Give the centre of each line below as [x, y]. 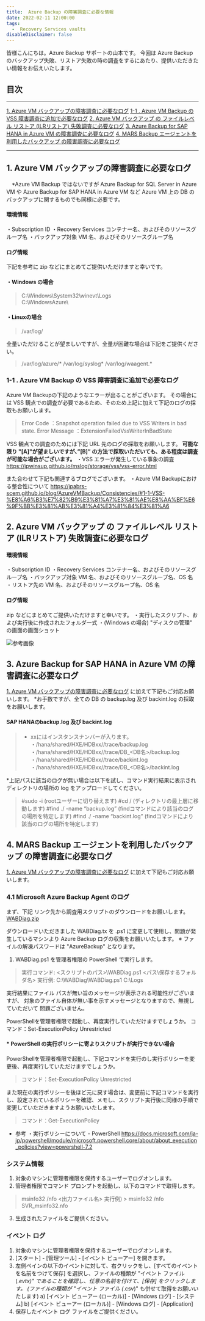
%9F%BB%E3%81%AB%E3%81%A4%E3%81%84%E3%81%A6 [88, 506]
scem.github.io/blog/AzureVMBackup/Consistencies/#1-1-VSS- [86, 493]
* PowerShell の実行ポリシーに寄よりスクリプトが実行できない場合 [91, 1044]
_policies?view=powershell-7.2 [54, 1147]
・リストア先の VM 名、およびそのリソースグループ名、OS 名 [83, 585]
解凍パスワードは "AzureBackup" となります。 [80, 946]
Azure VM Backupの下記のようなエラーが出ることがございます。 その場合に [102, 395]
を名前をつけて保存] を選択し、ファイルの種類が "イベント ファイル [100, 1273]
